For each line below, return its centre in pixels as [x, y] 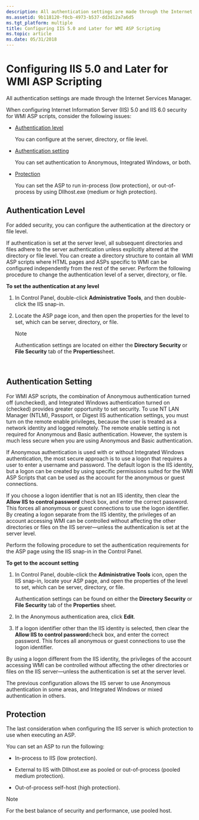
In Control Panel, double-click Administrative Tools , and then [90, 298]
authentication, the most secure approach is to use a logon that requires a [97, 458]
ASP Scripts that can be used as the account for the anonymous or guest [96, 477]
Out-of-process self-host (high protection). [67, 788]
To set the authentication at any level [53, 286]
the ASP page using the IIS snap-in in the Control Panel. [74, 551]
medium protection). [40, 776]
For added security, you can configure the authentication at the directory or [99, 225]
